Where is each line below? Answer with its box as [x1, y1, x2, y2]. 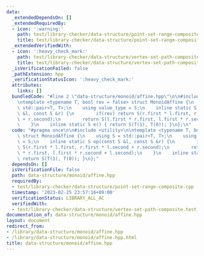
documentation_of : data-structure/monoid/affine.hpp [6, 212, 143, 218]
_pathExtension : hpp [12, 71, 64, 77]
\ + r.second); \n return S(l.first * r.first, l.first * [17, 116, 183, 122]
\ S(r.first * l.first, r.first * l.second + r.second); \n [17, 144, 170, 150]
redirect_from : [6, 223, 45, 229]
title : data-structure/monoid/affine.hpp [6, 240, 113, 246]
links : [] [17, 88, 42, 94]
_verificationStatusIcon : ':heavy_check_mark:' [12, 76, 135, 83]
